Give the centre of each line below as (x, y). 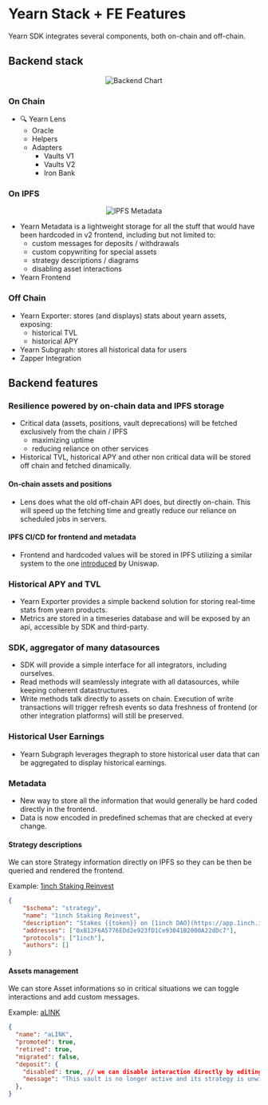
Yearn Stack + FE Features (97, 14)
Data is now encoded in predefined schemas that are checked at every (136, 817)
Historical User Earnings (57, 737)
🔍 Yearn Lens (43, 119)
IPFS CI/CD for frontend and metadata (73, 537)
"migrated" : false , (48, 1057)
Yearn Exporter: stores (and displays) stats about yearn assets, (123, 316)
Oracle (43, 131)
